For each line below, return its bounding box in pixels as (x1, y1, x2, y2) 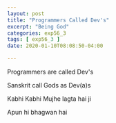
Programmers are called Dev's (7, 67, 94, 76)
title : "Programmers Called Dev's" (7, 17, 110, 24)
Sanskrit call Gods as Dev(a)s (7, 81, 91, 89)
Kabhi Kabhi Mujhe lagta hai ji (7, 95, 92, 103)
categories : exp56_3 (7, 29, 67, 37)
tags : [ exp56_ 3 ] (7, 36, 60, 43)
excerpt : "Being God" (7, 23, 70, 30)
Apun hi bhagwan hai (7, 108, 68, 116)
